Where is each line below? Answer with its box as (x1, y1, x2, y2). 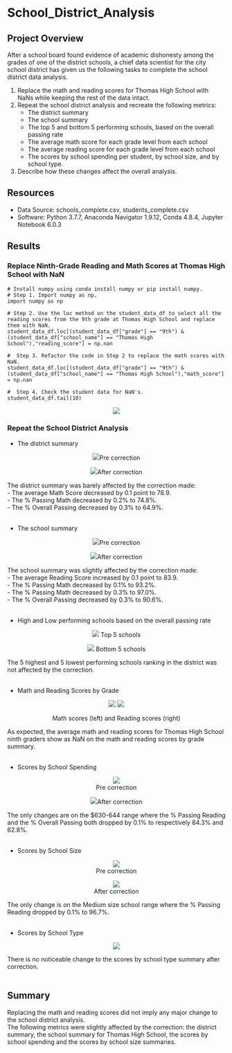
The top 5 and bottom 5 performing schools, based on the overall (27, 123, 214, 131)
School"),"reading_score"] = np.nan (7, 340, 113, 347)
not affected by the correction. (7, 665, 95, 674)
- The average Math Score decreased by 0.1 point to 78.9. (7, 488, 172, 496)
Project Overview (7, 33, 84, 44)
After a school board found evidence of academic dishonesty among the (7, 51, 215, 59)
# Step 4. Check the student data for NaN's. (7, 388, 144, 395)
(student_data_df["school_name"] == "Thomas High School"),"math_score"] (7, 370, 225, 377)
